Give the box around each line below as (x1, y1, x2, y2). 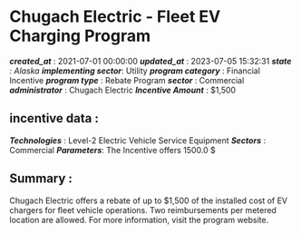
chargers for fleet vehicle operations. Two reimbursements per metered (9, 204, 277, 215)
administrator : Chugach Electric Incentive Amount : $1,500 (9, 84, 237, 95)
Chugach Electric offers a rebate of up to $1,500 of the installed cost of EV (9, 195, 288, 206)
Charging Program (9, 25, 151, 46)
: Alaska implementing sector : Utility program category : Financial (9, 65, 261, 76)
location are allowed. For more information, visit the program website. (9, 214, 269, 225)
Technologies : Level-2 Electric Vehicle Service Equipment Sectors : (9, 134, 266, 146)
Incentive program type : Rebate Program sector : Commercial (9, 74, 245, 85)
